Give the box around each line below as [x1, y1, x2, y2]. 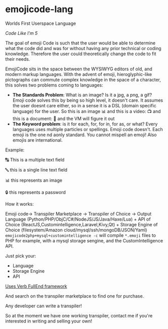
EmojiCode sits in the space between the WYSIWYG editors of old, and [5, 66, 152, 72]
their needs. [5, 56, 30, 62]
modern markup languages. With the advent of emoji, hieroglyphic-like [5, 71, 152, 77]
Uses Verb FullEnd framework [5, 283, 67, 289]
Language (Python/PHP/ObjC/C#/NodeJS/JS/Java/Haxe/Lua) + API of [5, 216, 151, 222]
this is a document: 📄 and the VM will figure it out [12, 115, 115, 121]
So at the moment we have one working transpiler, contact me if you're [5, 312, 153, 318]
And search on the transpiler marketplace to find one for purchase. [5, 293, 144, 299]
